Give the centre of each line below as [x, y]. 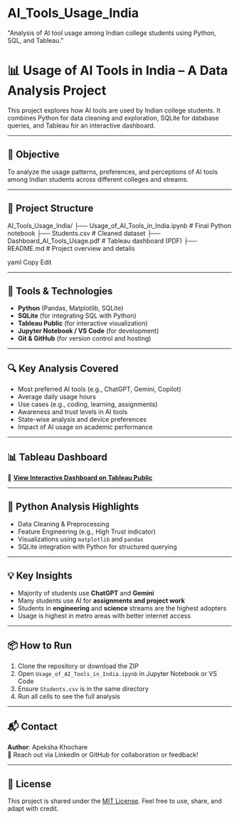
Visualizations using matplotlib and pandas [80, 539]
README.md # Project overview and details [71, 248]
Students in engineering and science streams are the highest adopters [122, 608]
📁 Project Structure [51, 208]
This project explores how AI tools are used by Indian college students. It [114, 110]
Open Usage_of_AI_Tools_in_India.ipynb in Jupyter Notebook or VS [117, 674]
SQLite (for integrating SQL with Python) [77, 316]
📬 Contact [32, 726]
